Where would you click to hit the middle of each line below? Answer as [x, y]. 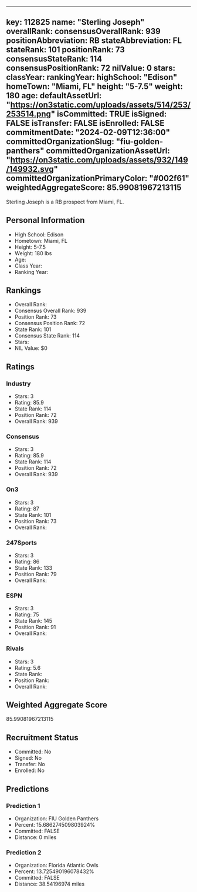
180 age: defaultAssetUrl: [54, 96]
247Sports [21, 543]
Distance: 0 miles [35, 837]
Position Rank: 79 [35, 574]
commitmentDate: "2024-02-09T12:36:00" [88, 133]
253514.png [29, 114]
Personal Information [45, 220]
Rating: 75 [27, 614]
